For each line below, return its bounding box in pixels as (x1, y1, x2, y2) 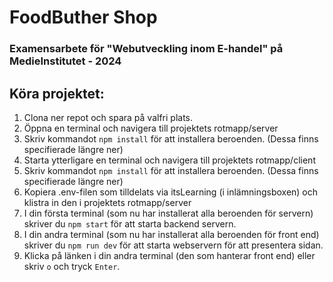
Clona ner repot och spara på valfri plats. (23, 111, 194, 123)
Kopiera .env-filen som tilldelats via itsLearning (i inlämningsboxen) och (23, 186, 319, 198)
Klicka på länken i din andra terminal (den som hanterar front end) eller (23, 249, 316, 261)
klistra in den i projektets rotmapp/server (23, 196, 192, 208)
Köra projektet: (9, 85, 105, 102)
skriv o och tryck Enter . (23, 260, 121, 272)
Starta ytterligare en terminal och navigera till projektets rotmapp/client (23, 154, 316, 166)
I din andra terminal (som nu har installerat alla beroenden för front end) (23, 228, 320, 240)
